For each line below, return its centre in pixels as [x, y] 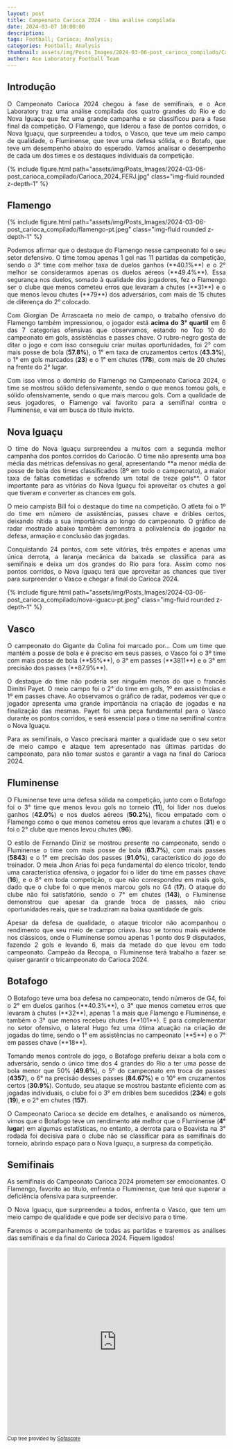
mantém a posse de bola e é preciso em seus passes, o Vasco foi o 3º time [116, 653]
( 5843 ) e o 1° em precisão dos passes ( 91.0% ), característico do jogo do [116, 857]
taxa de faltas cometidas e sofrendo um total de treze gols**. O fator [116, 478]
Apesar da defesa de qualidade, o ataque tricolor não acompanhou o [116, 922]
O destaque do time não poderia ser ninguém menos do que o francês [116, 681]
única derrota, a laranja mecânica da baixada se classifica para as [116, 557]
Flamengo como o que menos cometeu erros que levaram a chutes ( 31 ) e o [116, 822]
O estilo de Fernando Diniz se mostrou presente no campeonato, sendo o [116, 843]
